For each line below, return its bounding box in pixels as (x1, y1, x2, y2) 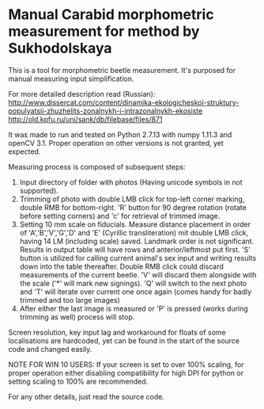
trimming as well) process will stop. (19, 312, 135, 322)
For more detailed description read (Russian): (8, 89, 156, 98)
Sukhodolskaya (8, 40, 112, 57)
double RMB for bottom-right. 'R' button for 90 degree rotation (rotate (19, 202, 247, 212)
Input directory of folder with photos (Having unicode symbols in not (19, 177, 243, 187)
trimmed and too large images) (19, 295, 120, 304)
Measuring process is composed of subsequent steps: (8, 162, 186, 171)
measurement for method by (8, 22, 200, 40)
